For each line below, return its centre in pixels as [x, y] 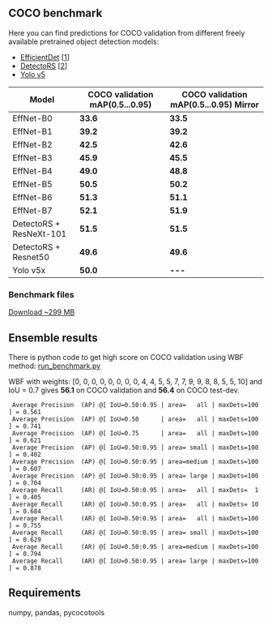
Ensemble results [53, 338]
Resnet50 [31, 257]
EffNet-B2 [32, 144]
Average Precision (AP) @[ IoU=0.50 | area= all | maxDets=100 [135, 419]
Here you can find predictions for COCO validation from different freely [127, 32]
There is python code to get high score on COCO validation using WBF [126, 357]
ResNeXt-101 [40, 233]
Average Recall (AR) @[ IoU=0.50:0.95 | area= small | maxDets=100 [135, 533]
